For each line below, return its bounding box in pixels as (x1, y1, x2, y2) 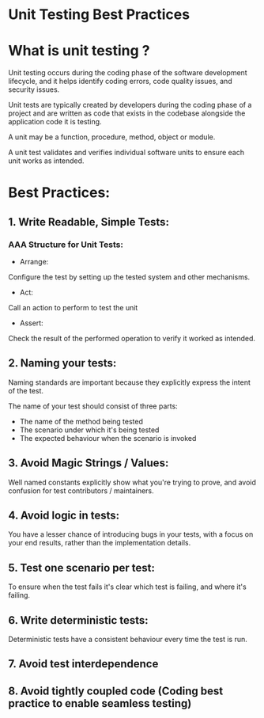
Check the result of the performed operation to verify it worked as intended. (8, 334, 255, 343)
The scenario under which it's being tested (19, 425, 160, 435)
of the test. (8, 386, 44, 395)
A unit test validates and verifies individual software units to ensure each (8, 148, 245, 158)
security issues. (8, 85, 60, 94)
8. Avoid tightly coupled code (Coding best (8, 684, 224, 697)
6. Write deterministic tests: (8, 614, 149, 627)
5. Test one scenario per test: (8, 560, 156, 575)
